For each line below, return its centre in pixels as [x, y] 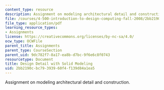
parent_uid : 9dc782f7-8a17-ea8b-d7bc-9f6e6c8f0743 [58, 55]
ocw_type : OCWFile [24, 41]
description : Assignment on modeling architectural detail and [71, 14]
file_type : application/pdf [34, 23]
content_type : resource [29, 9]
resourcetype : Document [29, 59]
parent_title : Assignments [32, 46]
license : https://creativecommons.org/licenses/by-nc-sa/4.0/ [70, 37]
